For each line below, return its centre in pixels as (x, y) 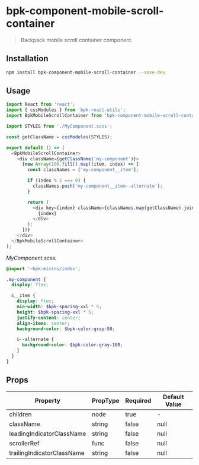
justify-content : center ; (49, 318)
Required (138, 400)
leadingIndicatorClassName (48, 434)
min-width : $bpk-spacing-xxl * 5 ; (59, 307)
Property (48, 400)
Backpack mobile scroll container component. (77, 40)
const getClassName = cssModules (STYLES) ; (59, 137)
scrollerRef (24, 443)
